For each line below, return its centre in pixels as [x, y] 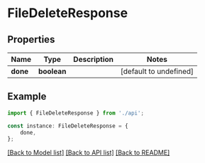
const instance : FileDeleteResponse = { [68, 126]
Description [94, 59]
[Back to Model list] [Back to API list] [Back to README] [89, 153]
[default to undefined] [157, 71]
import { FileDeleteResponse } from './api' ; [76, 113]
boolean [52, 71]
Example [27, 96]
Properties [31, 40]
